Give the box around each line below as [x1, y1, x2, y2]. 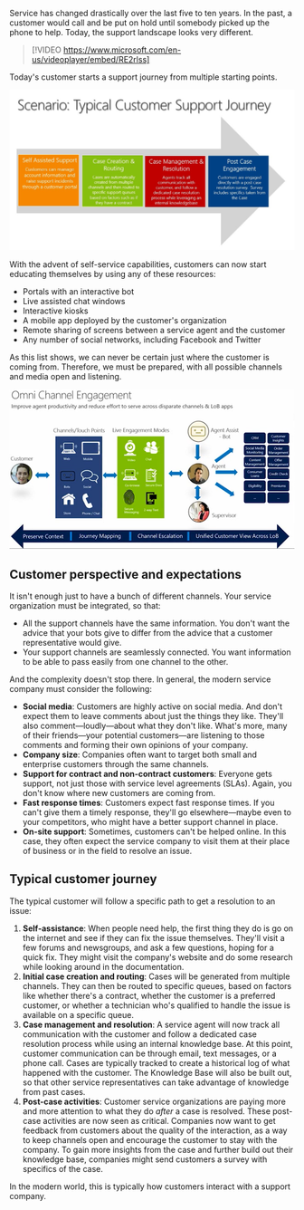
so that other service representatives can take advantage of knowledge [22, 1077, 290, 1088]
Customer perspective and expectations [9, 566, 242, 582]
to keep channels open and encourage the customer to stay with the [22, 1134, 278, 1145]
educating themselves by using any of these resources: [9, 269, 216, 279]
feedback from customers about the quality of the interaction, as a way [22, 1125, 288, 1136]
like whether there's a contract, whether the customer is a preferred [22, 990, 276, 1001]
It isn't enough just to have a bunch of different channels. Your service [9, 591, 271, 601]
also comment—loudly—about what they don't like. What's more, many [22, 720, 288, 732]
